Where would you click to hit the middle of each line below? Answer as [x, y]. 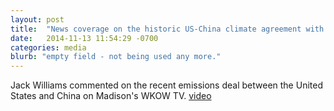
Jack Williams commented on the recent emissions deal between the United [166, 85]
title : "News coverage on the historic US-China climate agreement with [167, 29]
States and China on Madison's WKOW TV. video [111, 96]
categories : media [48, 47]
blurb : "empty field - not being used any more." [116, 57]
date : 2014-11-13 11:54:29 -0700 [84, 38]
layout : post [37, 19]
